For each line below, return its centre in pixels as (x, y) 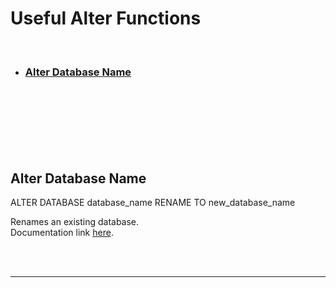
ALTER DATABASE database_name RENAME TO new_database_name (153, 203)
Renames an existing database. (75, 222)
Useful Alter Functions (106, 18)
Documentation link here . (62, 233)
